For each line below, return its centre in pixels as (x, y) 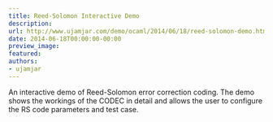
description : (30, 24)
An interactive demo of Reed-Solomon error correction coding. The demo (131, 92)
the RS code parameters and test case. (74, 109)
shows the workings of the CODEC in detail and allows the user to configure (135, 100)
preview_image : (34, 46)
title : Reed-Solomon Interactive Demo (74, 16)
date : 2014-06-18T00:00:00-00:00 (65, 39)
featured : (25, 54)
